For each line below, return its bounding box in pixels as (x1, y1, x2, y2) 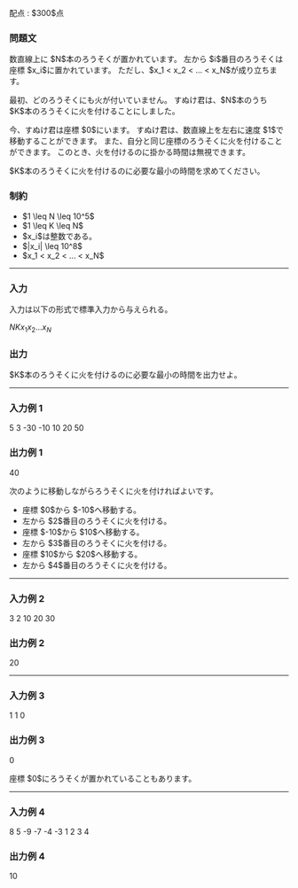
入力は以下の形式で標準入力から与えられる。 (9, 304, 173, 315)
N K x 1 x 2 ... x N (9, 322, 51, 334)
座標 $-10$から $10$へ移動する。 (21, 526, 145, 537)
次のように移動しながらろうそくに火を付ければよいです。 (9, 486, 219, 496)
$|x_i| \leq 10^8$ (21, 240, 82, 251)
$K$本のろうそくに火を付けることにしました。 (9, 105, 180, 117)
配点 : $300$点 (9, 8, 65, 18)
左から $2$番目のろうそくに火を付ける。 (21, 515, 172, 526)
